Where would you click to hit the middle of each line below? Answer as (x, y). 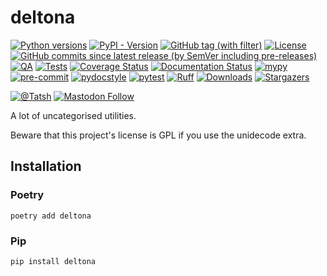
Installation (46, 166)
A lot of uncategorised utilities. (73, 115)
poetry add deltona (51, 216)
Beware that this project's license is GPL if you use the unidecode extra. (158, 135)
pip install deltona (53, 261)
